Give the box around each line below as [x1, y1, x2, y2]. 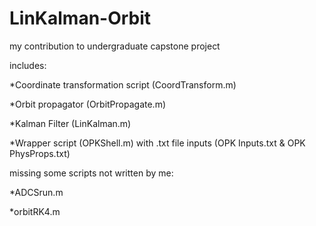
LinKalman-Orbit [9, 7, 152, 30]
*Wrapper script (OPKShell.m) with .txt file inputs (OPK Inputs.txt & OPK [9, 137, 306, 149]
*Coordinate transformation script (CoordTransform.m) [9, 78, 237, 91]
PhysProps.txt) [9, 147, 71, 159]
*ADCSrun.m [9, 186, 64, 198]
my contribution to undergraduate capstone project [9, 40, 221, 52]
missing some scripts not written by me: [9, 167, 174, 179]
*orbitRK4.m [9, 205, 61, 217]
